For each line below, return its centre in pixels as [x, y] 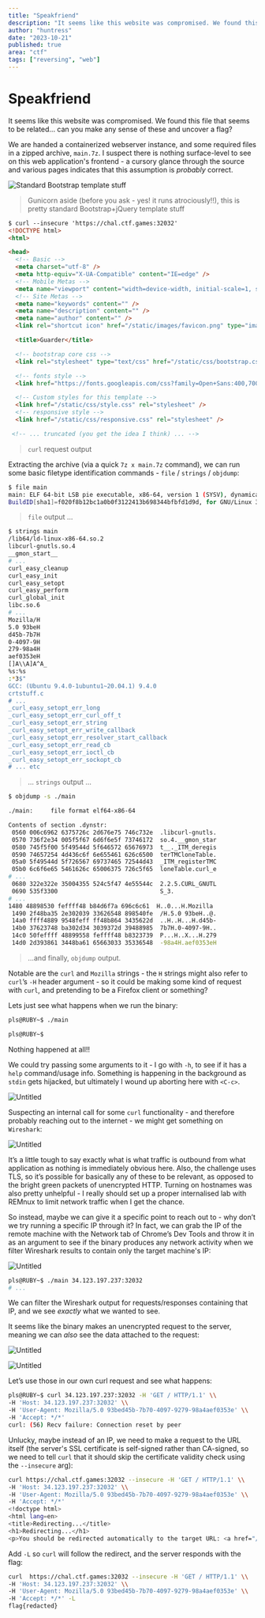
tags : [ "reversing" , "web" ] [54, 60]
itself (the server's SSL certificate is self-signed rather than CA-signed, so [129, 1448]
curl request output [60, 449]
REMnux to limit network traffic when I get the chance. [97, 1201]
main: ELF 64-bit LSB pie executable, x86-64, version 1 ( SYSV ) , [118, 494]
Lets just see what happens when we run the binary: [93, 1005]
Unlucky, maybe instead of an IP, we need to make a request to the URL [125, 1440]
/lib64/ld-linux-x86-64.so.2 [56, 539]
